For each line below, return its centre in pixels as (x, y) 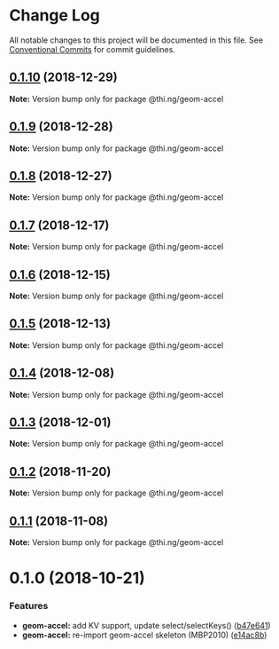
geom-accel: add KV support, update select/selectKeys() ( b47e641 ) (147, 625)
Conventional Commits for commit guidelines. (92, 49)
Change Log (54, 16)
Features (29, 606)
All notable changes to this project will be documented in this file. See (136, 40)
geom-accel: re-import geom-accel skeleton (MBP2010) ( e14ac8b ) (144, 635)
